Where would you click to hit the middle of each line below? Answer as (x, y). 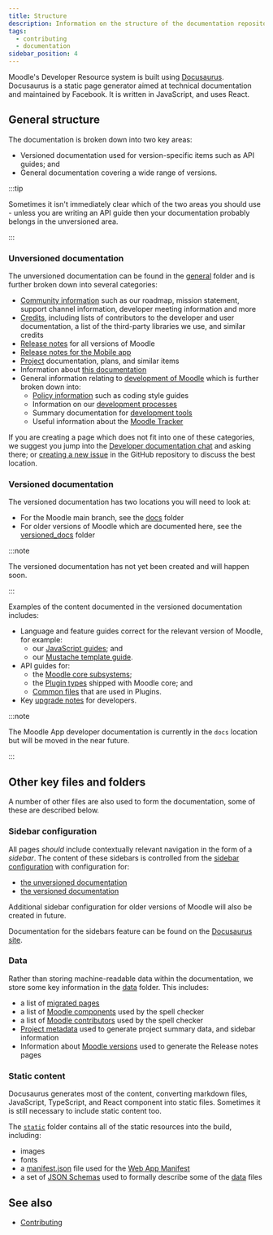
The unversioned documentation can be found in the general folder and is (132, 276)
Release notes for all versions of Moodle (88, 344)
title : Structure (38, 16)
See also (30, 1203)
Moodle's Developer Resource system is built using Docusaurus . (117, 77)
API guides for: (45, 666)
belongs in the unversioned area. (63, 221)
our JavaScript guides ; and (78, 649)
